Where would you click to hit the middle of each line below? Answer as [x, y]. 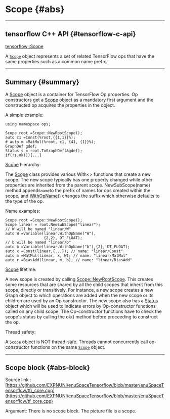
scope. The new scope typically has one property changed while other [79, 179]
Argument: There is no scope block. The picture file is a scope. [71, 411]
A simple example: [25, 115]
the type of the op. [25, 201]
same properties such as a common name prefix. [56, 61]
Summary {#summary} [42, 82]
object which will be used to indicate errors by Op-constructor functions [80, 306]
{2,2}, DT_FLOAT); [63, 238]
